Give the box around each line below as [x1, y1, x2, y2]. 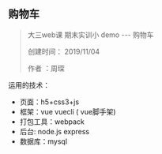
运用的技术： [8, 80, 50, 89]
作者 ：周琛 [27, 63, 65, 73]
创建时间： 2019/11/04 [27, 47, 100, 56]
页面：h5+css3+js [19, 97, 80, 107]
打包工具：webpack [19, 117, 85, 126]
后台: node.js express [19, 126, 89, 136]
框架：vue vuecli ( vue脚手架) [19, 107, 116, 116]
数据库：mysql [19, 137, 68, 146]
